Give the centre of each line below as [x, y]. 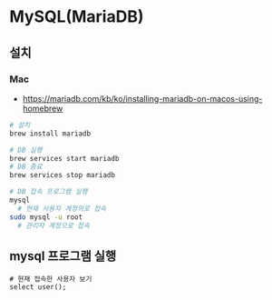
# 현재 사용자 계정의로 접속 [62, 208]
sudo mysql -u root [46, 217]
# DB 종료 [26, 167]
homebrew [43, 108]
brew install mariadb [50, 134]
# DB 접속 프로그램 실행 [49, 192]
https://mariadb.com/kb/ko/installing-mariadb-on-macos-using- [142, 98]
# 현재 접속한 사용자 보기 [51, 279]
